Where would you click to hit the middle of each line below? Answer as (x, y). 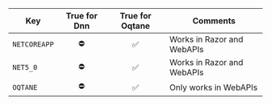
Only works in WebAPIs (213, 87)
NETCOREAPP (33, 44)
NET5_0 (25, 67)
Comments (214, 21)
